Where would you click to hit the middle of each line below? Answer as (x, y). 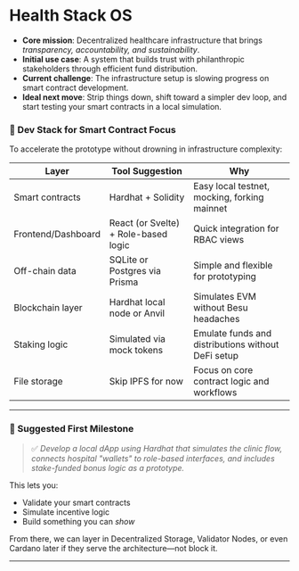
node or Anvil (137, 313)
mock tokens (136, 351)
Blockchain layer (48, 308)
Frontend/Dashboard (57, 235)
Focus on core (223, 370)
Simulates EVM (225, 297)
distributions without (236, 344)
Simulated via (137, 339)
